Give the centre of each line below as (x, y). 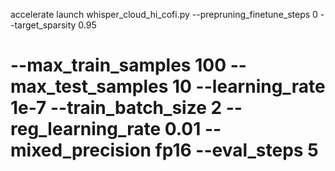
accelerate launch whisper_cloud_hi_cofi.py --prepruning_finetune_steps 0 (164, 14)
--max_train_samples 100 (118, 65)
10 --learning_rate (249, 86)
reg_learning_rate (86, 129)
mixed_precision (81, 150)
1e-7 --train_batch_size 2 (116, 108)
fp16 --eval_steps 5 (236, 150)
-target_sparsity (43, 25)
